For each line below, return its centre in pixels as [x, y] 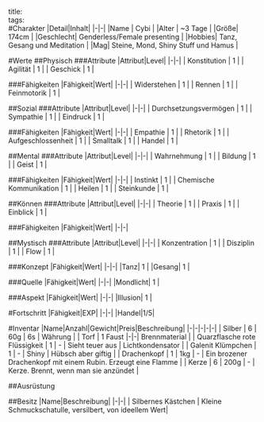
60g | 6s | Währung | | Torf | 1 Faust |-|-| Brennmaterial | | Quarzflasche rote [132, 337]
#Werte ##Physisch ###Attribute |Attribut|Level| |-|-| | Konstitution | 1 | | [126, 60]
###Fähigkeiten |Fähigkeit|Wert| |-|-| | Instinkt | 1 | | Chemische [111, 180]
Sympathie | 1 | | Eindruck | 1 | [57, 117]
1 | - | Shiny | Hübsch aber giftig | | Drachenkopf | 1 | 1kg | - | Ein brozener [128, 354]
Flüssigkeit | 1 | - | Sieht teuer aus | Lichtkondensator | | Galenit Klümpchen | [132, 345]
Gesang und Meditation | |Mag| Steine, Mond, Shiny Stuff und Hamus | [123, 45]
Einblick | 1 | [28, 212]
